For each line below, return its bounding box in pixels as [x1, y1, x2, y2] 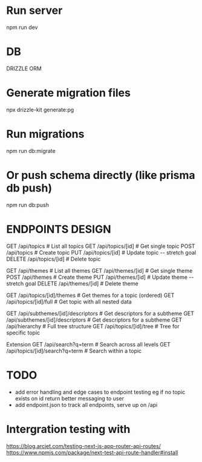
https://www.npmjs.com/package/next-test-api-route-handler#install [6, 449, 178, 456]
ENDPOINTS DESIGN [6, 222, 111, 236]
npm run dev [6, 24, 38, 31]
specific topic [6, 329, 41, 336]
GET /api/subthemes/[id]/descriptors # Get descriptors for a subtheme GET [6, 310, 195, 317]
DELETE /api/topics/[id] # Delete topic [6, 255, 101, 262]
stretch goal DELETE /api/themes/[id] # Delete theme [6, 279, 138, 287]
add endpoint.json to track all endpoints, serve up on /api [15, 401, 158, 408]
